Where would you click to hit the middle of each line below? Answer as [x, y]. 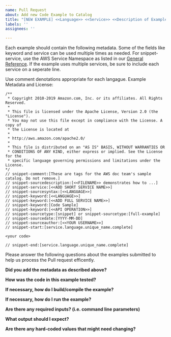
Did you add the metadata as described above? [56, 270]
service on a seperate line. [33, 70]
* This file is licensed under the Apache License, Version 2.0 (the [83, 112]
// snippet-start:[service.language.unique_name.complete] [69, 227]
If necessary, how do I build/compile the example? [60, 290]
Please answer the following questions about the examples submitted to [81, 255]
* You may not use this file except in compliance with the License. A [85, 121]
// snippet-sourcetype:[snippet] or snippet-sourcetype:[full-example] [83, 214]
